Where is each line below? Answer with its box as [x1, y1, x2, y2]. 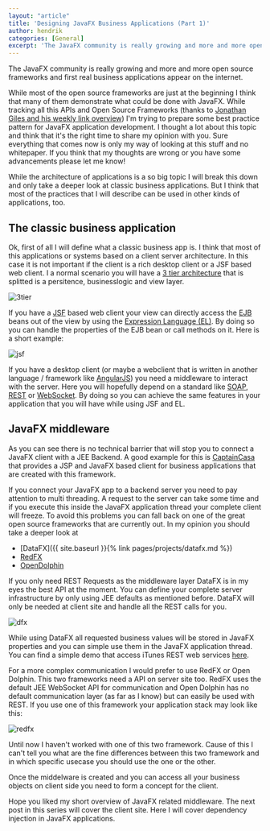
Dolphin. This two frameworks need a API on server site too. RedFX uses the [8, 674, 262, 684]
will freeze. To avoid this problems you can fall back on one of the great [8, 511, 246, 520]
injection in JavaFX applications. [8, 813, 116, 823]
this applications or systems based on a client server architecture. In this [8, 250, 249, 260]
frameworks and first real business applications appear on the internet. [8, 72, 243, 82]
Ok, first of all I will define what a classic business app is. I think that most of [8, 242, 261, 252]
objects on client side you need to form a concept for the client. [8, 780, 219, 790]
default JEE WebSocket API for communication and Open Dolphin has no [8, 682, 249, 692]
